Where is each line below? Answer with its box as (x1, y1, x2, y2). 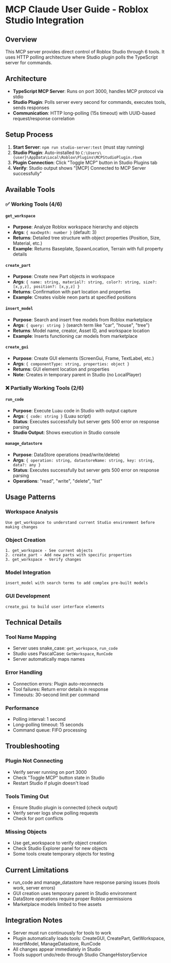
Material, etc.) (12, 240, 43, 246)
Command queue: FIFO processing (12, 726, 87, 733)
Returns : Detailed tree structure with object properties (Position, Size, (12, 235, 161, 241)
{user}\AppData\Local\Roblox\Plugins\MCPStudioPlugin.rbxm (12, 155, 142, 160)
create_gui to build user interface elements (5, 604, 104, 609)
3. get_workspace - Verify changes (5, 557, 82, 562)
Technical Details (5, 618, 62, 627)
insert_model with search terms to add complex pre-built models (5, 580, 148, 586)
